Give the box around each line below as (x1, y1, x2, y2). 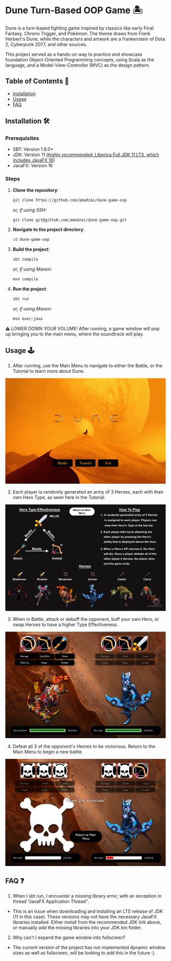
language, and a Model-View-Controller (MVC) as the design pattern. (5, 62, 150, 68)
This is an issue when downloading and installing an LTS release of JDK (12, 908, 163, 914)
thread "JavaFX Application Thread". (12, 898, 89, 904)
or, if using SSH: (12, 207, 47, 213)
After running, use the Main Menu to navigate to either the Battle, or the (12, 362, 163, 369)
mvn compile (12, 277, 38, 282)
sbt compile (12, 257, 38, 262)
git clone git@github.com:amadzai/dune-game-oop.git (12, 217, 127, 222)
